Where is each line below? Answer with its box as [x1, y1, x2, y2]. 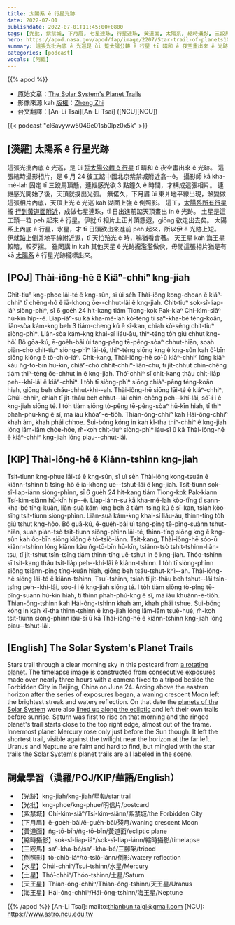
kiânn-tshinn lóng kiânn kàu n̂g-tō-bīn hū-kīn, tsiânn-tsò [7, 543, 169, 551]
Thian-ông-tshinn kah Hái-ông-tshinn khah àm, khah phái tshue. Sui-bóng [7, 599, 222, 607]
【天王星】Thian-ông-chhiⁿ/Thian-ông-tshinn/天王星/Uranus [17, 879, 192, 888]
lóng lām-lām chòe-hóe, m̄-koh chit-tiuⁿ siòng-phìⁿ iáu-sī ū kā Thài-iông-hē [7, 426, 225, 434]
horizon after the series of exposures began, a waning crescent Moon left [7, 690, 219, 698]
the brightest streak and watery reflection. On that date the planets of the [7, 698, 218, 705]
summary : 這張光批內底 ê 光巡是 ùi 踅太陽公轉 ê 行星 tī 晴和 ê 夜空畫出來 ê [7, 43, 215, 50]
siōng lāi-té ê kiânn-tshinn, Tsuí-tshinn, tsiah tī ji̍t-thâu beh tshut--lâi [16, 574, 213, 583]
